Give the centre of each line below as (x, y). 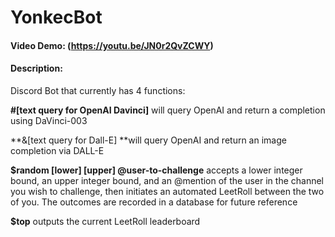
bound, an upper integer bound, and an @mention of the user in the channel (167, 180)
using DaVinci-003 (49, 120)
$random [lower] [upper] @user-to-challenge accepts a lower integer (156, 170)
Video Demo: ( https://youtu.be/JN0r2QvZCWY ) (112, 45)
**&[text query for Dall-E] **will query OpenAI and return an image (148, 140)
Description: (36, 68)
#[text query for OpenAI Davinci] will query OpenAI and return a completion (168, 110)
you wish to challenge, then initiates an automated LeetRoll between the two (167, 191)
